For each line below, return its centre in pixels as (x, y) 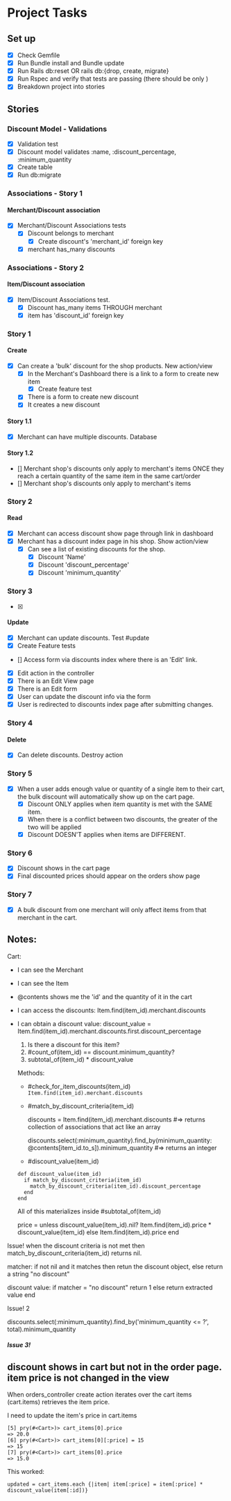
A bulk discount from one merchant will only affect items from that (112, 909)
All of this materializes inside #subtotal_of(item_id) (89, 1211)
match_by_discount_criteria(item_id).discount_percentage (115, 1186)
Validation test (37, 144)
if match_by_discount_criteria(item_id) (83, 1180)
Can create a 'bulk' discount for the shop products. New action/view (115, 366)
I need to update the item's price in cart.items (72, 1415)
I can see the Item (43, 983)
